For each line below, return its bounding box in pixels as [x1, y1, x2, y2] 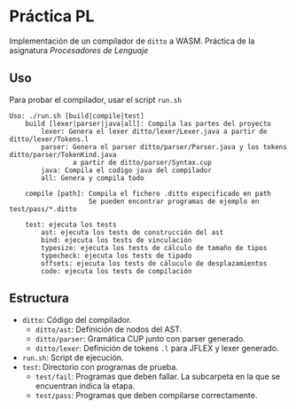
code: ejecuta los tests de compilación [41, 266, 192, 276]
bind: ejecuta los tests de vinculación [41, 235, 192, 245]
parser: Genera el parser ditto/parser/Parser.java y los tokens [41, 142, 288, 152]
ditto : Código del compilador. [21, 314, 132, 325]
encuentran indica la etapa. [35, 380, 136, 391]
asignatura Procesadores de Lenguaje [9, 44, 149, 55]
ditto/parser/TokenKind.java [9, 150, 117, 159]
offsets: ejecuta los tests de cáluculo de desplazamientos [41, 259, 268, 268]
